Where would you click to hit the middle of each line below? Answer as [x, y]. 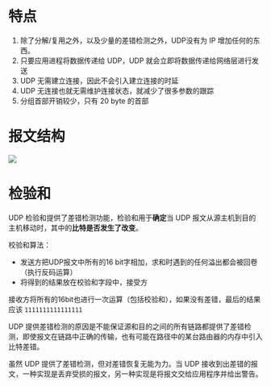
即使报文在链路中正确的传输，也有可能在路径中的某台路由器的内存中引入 [142, 336]
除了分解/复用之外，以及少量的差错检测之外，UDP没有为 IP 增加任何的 [136, 40]
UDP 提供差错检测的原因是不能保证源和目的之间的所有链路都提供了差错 [126, 326]
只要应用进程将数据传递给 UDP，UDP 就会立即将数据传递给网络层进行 [136, 60]
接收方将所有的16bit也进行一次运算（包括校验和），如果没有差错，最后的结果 [134, 299]
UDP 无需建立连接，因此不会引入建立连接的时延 [99, 81]
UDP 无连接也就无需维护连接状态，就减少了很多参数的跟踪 [117, 90]
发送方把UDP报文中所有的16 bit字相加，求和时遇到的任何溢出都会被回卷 [139, 262]
